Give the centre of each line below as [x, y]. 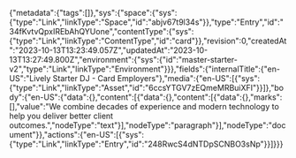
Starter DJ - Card [84, 78]
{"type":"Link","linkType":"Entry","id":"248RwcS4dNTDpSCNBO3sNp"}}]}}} [147, 144]
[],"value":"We [35, 106]
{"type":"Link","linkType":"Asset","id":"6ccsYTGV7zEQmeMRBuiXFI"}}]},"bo [147, 88]
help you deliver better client [61, 116]
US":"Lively [30, 78]
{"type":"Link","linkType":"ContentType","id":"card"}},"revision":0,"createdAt [148, 41]
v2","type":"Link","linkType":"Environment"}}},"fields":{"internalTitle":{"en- [145, 69]
